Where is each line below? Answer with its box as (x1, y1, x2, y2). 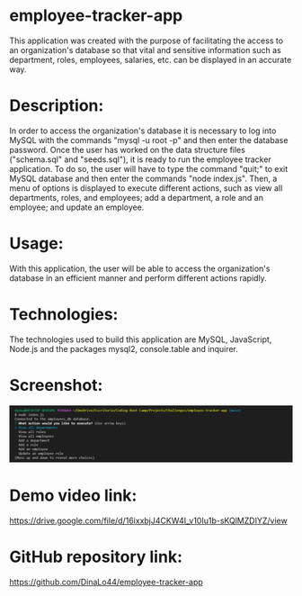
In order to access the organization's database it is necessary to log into (9, 125, 277, 136)
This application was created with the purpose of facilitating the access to (9, 35, 284, 46)
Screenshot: (9, 375, 103, 395)
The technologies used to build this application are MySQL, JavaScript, (9, 334, 272, 345)
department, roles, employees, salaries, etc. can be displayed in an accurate (9, 54, 292, 65)
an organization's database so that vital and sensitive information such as (9, 44, 281, 55)
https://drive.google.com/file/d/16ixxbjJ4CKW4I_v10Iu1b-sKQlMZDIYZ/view (9, 515, 288, 527)
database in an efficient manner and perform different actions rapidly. (9, 272, 267, 284)
